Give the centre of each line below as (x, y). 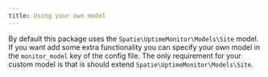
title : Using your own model (57, 16)
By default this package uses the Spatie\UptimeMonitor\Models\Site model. (134, 38)
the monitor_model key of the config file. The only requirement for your (125, 55)
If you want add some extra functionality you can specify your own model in (134, 47)
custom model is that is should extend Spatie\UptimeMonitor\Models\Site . (131, 64)
